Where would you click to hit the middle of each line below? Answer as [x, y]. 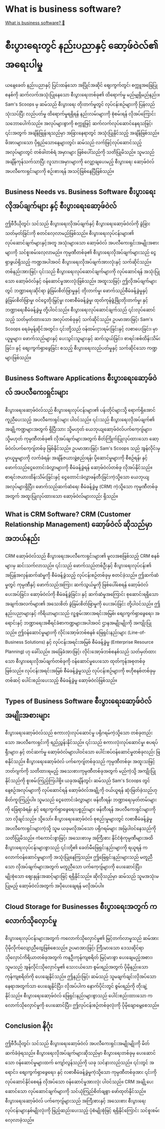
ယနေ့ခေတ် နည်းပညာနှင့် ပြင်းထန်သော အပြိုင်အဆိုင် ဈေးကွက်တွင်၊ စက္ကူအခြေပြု [81, 85]
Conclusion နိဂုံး [29, 1026]
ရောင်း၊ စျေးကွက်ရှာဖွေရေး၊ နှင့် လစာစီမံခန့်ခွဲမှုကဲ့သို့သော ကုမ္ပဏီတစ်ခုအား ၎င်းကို [81, 1072]
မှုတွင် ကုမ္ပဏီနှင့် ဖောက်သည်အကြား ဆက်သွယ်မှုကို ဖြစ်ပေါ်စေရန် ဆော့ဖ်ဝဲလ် [77, 585]
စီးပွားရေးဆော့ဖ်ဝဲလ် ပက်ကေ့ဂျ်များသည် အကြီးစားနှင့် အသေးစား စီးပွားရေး [76, 1101]
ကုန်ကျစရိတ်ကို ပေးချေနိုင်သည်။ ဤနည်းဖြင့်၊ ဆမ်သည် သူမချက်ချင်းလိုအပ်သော [81, 976]
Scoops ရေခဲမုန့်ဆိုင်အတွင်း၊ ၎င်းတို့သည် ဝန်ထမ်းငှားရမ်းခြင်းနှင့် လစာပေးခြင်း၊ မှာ [82, 329]
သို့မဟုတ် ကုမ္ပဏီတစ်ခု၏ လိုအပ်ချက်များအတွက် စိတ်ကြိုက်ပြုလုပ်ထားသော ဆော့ [82, 438]
